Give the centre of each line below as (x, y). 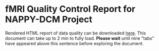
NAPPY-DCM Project (49, 19)
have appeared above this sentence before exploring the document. (75, 43)
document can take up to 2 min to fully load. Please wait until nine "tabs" (80, 38)
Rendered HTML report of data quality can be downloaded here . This (76, 33)
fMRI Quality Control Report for (70, 9)
